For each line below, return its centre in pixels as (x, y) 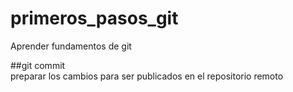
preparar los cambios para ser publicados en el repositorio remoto (147, 76)
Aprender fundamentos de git (71, 46)
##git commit (38, 65)
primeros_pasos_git (94, 18)
